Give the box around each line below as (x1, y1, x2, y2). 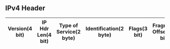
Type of (59, 22, 78, 29)
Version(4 (8, 25, 32, 32)
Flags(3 (129, 25, 148, 32)
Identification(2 (86, 25, 124, 32)
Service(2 (56, 28, 81, 35)
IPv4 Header (5, 4, 46, 12)
